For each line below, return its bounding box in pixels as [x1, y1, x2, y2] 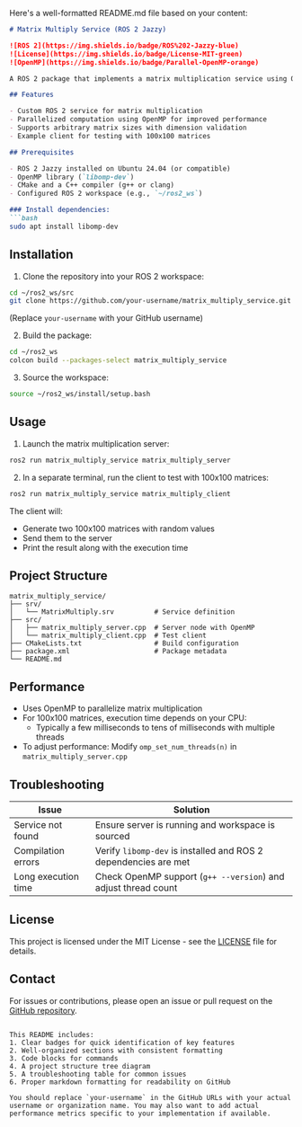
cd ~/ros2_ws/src [9, 288, 75, 297]
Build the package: [22, 330, 93, 341]
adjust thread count [94, 881, 178, 893]
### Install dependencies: [9, 206, 111, 215]
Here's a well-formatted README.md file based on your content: [9, 8, 248, 18]
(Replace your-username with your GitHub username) [9, 313, 204, 324]
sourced [94, 830, 130, 842]
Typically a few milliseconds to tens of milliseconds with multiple [35, 723, 276, 733]
